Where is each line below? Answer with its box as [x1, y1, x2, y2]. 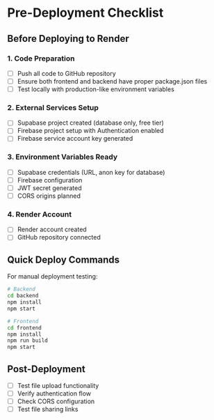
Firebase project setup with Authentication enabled [17, 127, 165, 135]
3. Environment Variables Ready [7, 152, 118, 162]
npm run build [7, 337, 49, 344]
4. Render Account [7, 210, 72, 219]
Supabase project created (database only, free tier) [17, 118, 165, 127]
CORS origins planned [17, 192, 81, 200]
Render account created [17, 225, 87, 234]
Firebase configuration [17, 176, 83, 184]
